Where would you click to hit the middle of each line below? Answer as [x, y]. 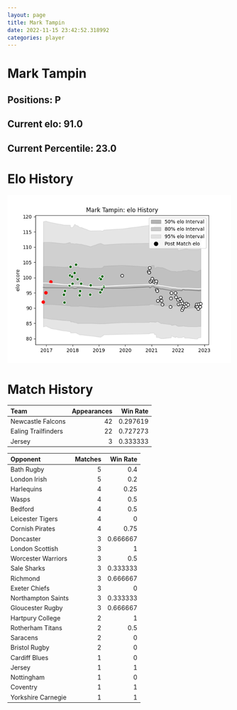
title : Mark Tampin [36, 22]
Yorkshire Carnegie [39, 697]
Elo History [40, 179]
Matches [88, 459]
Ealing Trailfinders [37, 432]
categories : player [36, 38]
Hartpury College [35, 618]
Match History [50, 389]
